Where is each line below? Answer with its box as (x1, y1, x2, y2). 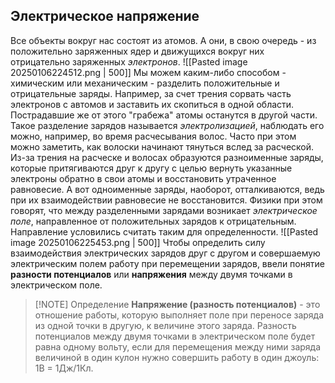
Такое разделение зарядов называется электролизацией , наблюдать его (10, 119, 325, 131)
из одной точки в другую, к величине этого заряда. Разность (34, 319, 297, 331)
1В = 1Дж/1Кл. (34, 362, 94, 374)
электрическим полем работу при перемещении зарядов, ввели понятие (10, 257, 325, 269)
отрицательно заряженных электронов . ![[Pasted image (10, 55, 248, 68)
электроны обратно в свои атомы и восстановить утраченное (10, 172, 277, 184)
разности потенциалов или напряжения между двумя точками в (10, 268, 293, 280)
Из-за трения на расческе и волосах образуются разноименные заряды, (10, 151, 324, 163)
